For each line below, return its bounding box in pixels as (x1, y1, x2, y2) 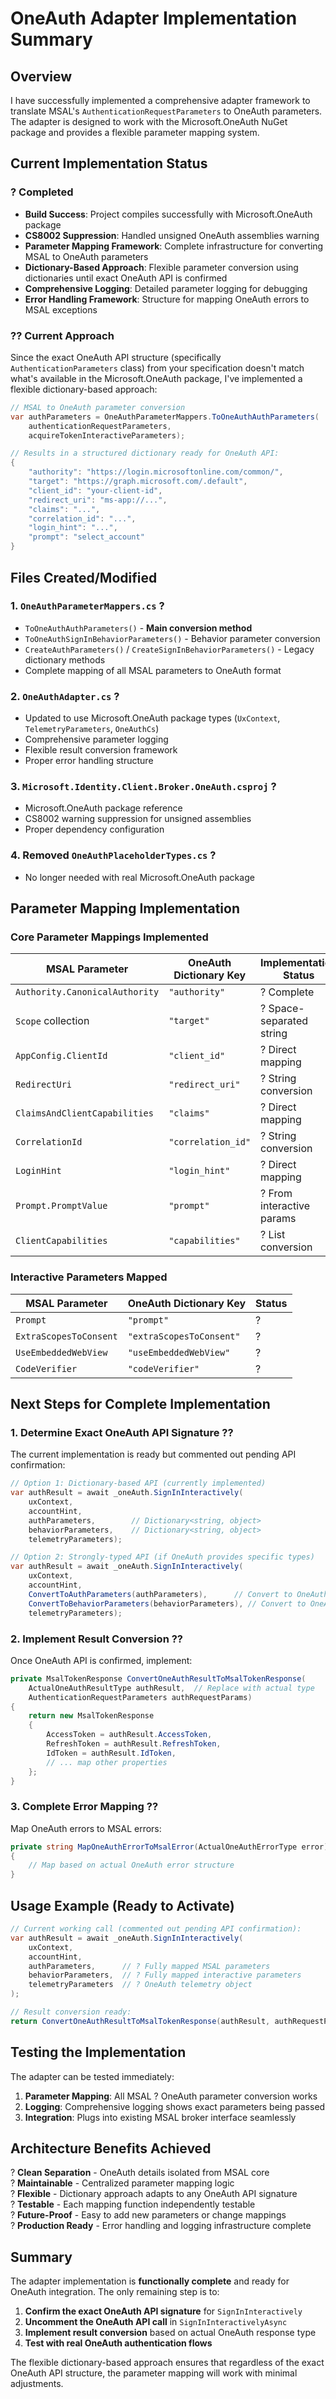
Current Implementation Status (10, 155, 208, 172)
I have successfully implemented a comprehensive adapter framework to (10, 95, 311, 106)
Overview (10, 68, 73, 85)
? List (260, 1228, 286, 1242)
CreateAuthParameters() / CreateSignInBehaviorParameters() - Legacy (24, 643, 315, 655)
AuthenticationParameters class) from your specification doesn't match (10, 362, 305, 374)
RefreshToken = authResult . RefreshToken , (46, 1739, 222, 1749)
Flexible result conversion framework (24, 744, 178, 756)
